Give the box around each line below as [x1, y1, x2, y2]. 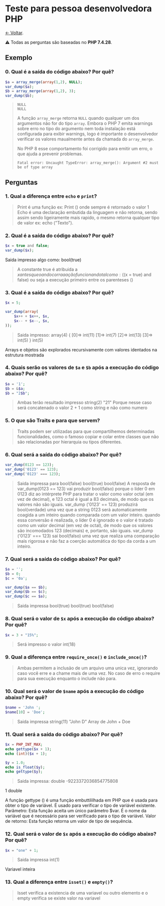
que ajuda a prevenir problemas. [17, 151, 83, 157]
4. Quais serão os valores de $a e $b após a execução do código [5, 364, 159, 371]
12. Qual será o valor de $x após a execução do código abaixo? [5, 831, 157, 837]
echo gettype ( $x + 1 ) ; [5, 746, 52, 752]
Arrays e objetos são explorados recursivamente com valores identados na [5, 347, 158, 352]
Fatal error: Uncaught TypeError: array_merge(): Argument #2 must [17, 161, 159, 166]
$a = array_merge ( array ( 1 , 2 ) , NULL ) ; [5, 79, 83, 84]
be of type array [17, 165, 53, 170]
